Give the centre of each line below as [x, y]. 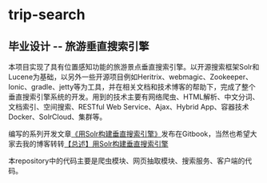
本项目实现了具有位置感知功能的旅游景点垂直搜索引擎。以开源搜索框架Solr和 [134, 67]
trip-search [47, 15]
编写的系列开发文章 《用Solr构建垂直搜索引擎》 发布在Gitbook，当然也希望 [129, 134]
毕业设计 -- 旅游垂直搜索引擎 [79, 46]
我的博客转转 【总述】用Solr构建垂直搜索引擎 [96, 144]
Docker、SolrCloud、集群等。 [58, 117]
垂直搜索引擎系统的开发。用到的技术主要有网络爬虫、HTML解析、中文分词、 [134, 97]
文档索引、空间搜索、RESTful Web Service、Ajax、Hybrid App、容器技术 [129, 107]
